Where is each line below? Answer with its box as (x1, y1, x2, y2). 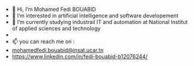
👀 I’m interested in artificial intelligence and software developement (11, 12, 179, 19)
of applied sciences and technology (11, 25, 101, 32)
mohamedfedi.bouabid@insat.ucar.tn (11, 47, 104, 53)
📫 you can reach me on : (11, 38, 75, 45)
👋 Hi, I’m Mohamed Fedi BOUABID (11, 6, 96, 13)
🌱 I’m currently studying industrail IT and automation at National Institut (11, 19, 188, 25)
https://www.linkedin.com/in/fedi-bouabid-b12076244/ (11, 53, 148, 60)
